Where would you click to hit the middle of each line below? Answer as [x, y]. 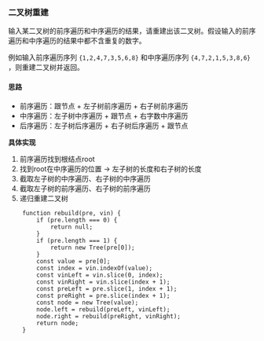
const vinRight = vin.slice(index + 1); [103, 282]
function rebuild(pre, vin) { [72, 213]
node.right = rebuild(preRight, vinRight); [108, 316]
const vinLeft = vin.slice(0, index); [100, 275]
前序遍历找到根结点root [57, 159]
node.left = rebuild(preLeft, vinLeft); [103, 309]
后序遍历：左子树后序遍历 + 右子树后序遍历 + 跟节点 [104, 125]
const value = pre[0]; [73, 261]
